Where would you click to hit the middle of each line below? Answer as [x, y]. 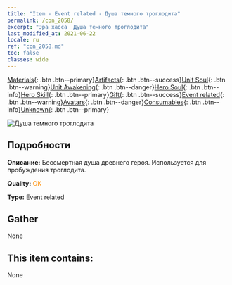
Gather [23, 219]
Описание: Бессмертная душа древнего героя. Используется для [107, 162]
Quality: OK [25, 183]
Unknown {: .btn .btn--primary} [65, 109]
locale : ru [23, 40]
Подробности [39, 145]
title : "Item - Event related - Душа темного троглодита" [94, 14]
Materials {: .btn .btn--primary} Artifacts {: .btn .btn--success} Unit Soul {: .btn [117, 80]
